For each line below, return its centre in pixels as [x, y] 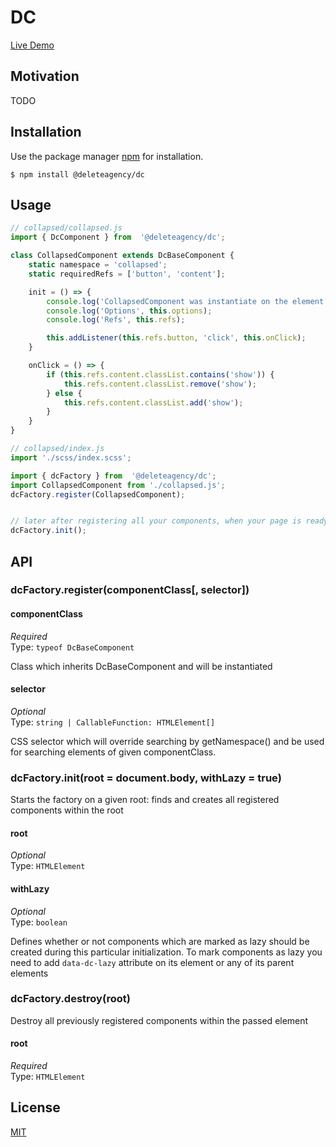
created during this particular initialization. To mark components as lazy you [166, 952]
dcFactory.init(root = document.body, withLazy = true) [146, 778]
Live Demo [32, 45]
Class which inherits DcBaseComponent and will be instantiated [141, 666]
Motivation [45, 76]
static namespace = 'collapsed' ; [98, 265]
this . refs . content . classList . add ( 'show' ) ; [153, 402]
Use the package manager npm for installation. [107, 156]
